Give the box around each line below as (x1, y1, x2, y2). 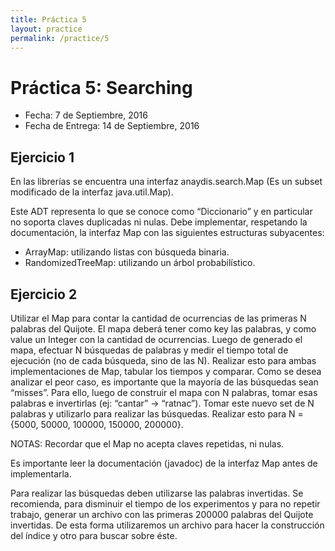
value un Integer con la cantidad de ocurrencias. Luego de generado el (10, 333, 303, 345)
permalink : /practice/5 (10, 33, 110, 43)
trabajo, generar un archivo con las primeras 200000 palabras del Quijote (10, 508, 314, 520)
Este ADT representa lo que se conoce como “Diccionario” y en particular (10, 206, 313, 218)
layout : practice (10, 24, 83, 34)
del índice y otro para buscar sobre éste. (10, 529, 178, 541)
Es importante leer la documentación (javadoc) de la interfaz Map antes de (10, 457, 318, 469)
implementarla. (10, 467, 72, 480)
